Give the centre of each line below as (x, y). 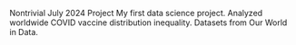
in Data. (24, 32)
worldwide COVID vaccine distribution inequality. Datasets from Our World (148, 22)
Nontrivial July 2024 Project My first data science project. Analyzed (136, 13)
